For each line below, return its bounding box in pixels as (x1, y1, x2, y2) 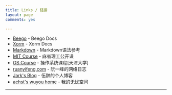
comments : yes (5, 17, 36, 22)
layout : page (5, 12, 33, 17)
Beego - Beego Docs (12, 35, 57, 41)
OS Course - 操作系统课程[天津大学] (12, 60, 89, 66)
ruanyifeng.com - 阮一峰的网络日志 (12, 66, 87, 72)
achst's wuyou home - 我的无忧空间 (12, 79, 89, 85)
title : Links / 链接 (5, 7, 48, 13)
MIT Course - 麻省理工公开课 (12, 53, 74, 59)
